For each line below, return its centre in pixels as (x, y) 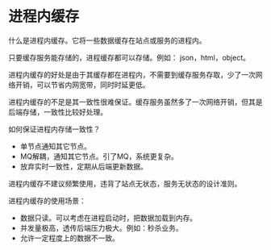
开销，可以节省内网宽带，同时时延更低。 (82, 85)
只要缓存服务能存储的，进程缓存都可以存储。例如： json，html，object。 (129, 57)
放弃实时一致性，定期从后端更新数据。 (83, 166)
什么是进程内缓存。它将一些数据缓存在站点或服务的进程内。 (107, 40)
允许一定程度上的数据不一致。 (69, 238)
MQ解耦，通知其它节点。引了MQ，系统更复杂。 (99, 156)
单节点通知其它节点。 (55, 146)
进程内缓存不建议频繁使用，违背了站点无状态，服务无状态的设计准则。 (125, 183)
